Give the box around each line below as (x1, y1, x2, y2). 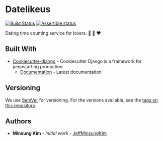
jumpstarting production (12, 63, 63, 69)
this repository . (5, 102, 37, 108)
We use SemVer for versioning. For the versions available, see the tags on (5, 97, 158, 103)
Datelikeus (5, 4, 51, 15)
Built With (5, 44, 37, 54)
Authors (5, 117, 32, 125)
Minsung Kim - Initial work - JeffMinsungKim (12, 130, 107, 136)
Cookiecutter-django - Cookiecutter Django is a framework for (12, 58, 142, 64)
